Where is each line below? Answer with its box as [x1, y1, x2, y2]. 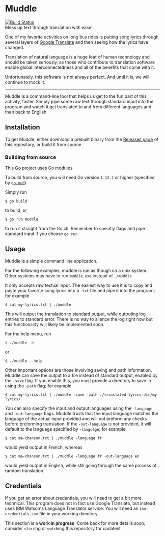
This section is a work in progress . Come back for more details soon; [5, 520, 146, 526]
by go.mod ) [5, 180, 27, 186]
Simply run [5, 189, 27, 195]
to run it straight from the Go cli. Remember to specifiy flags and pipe [5, 226, 145, 232]
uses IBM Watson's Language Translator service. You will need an [5, 505, 138, 511]
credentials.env [5, 511, 38, 516]
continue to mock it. [5, 79, 46, 85]
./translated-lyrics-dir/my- [99, 392, 160, 397]
